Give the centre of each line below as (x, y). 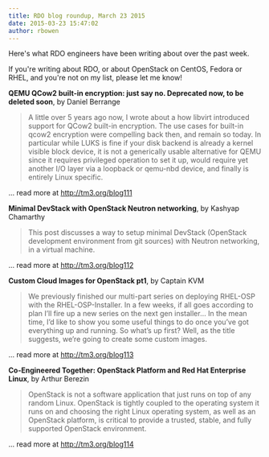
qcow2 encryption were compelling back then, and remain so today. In (145, 134)
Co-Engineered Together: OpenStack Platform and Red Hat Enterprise (127, 370)
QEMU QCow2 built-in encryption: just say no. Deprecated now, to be (126, 93)
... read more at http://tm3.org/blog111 (70, 193)
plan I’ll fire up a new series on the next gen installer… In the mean (137, 314)
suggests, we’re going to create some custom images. (117, 340)
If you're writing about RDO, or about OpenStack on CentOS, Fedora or (125, 69)
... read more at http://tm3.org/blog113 (71, 355)
